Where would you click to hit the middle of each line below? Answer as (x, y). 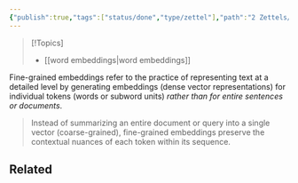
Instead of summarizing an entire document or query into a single (150, 123)
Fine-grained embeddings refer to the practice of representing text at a (139, 77)
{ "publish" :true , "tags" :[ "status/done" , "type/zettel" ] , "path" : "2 (132, 17)
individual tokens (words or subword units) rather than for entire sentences (146, 96)
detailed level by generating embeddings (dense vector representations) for (148, 86)
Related (31, 170)
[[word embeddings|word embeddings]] (117, 60)
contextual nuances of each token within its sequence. (130, 141)
